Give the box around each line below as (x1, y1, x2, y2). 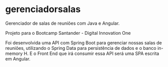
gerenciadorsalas (5, 4, 81, 15)
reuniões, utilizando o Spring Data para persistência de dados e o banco (5, 45, 156, 51)
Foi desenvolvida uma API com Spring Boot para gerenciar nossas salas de (5, 39, 162, 46)
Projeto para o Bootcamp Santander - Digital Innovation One (5, 30, 131, 36)
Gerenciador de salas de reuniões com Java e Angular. (5, 20, 120, 26)
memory (5, 50, 23, 56)
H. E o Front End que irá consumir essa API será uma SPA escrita (23, 50, 159, 56)
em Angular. (5, 55, 30, 61)
